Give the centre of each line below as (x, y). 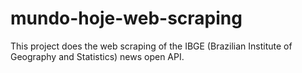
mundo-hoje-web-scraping (126, 18)
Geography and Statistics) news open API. (97, 56)
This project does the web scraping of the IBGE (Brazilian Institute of (151, 46)
